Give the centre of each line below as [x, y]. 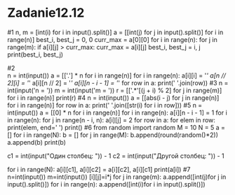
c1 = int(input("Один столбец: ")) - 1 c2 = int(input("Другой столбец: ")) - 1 [116, 156]
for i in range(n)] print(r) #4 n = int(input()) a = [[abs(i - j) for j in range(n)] [113, 97]
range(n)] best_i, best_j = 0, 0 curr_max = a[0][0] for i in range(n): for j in [112, 39]
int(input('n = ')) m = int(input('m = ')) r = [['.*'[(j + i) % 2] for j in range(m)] [115, 90]
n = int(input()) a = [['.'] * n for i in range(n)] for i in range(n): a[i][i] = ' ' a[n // [117, 75]
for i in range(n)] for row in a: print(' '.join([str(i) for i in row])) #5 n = [105, 105]
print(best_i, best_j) [35, 55]
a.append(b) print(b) [37, 142]
